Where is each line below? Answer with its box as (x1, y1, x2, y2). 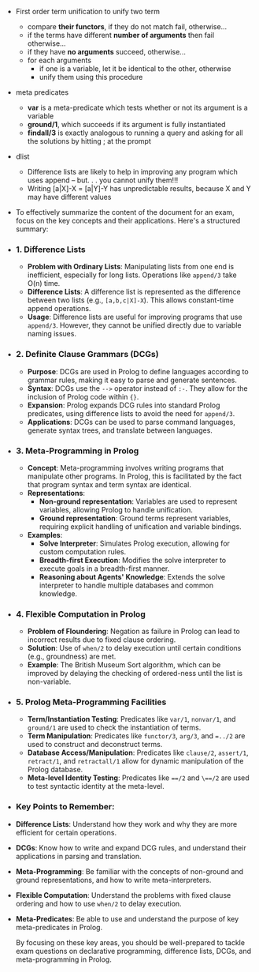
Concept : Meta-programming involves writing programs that (27, 463, 224, 472)
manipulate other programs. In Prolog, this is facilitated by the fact (27, 471, 242, 481)
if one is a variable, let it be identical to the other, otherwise (39, 64, 231, 73)
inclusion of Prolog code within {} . (27, 392, 139, 401)
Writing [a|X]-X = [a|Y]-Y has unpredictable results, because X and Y (27, 184, 252, 193)
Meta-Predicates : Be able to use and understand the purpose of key (15, 914, 239, 923)
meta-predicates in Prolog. (15, 922, 103, 932)
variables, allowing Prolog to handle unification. (39, 505, 193, 514)
